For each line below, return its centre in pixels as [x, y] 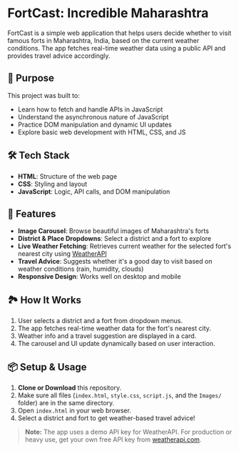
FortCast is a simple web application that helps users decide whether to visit [119, 33]
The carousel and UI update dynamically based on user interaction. [116, 344]
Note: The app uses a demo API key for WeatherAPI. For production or [128, 432]
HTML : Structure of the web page [67, 176]
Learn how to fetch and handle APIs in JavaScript [90, 109]
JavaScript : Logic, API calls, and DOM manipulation [94, 192]
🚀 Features [32, 213]
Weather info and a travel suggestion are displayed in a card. [107, 336]
